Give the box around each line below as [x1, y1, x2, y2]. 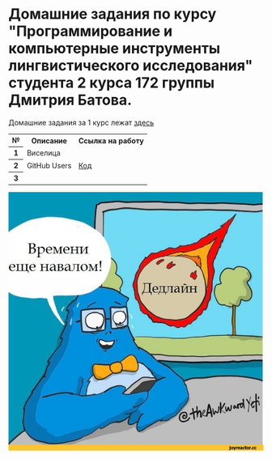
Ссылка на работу [78, 135, 144, 146]
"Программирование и [8, 22, 172, 40]
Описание [31, 135, 67, 146]
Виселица [27, 147, 61, 158]
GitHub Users [27, 160, 72, 170]
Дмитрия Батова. [8, 91, 132, 109]
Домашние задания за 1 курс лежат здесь [8, 117, 155, 127]
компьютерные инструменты [8, 40, 221, 57]
